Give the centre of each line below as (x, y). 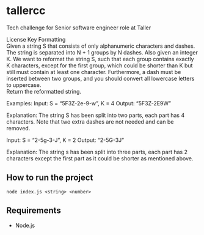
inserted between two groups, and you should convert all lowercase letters (100, 78)
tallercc (26, 11)
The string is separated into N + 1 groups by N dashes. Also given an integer (102, 52)
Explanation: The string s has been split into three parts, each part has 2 (97, 152)
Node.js (25, 225)
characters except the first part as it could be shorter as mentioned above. (100, 158)
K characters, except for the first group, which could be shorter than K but (100, 65)
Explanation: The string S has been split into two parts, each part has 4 (96, 115)
